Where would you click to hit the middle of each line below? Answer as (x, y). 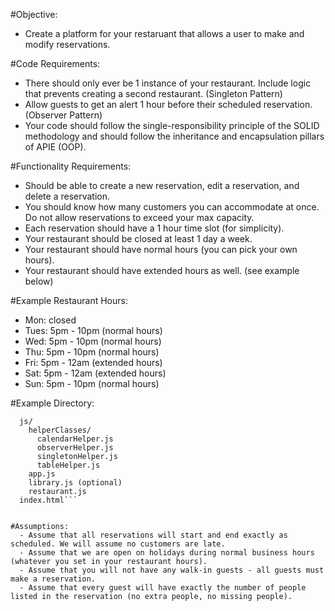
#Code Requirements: (55, 63)
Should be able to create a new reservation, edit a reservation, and (162, 185)
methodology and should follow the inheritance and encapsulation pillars (174, 136)
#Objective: (34, 14)
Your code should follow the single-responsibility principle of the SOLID (172, 125)
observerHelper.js (75, 448)
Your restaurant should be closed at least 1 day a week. (138, 238)
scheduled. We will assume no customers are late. (118, 544)
